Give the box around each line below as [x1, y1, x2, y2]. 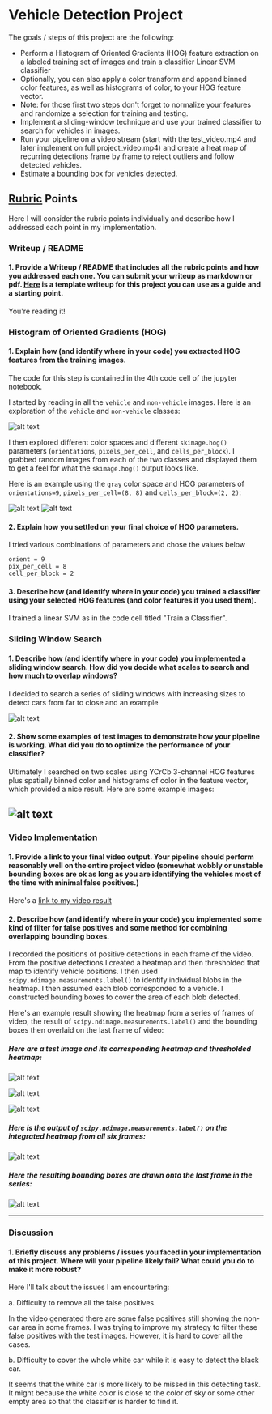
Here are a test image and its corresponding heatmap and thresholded [8, 1044, 252, 1054]
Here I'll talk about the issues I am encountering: [8, 1282, 170, 1293]
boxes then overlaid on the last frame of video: [8, 1025, 164, 1035]
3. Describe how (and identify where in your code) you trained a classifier [8, 586, 261, 596]
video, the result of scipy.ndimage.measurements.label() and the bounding [8, 1016, 257, 1026]
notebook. [8, 382, 43, 391]
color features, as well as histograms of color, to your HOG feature [19, 83, 241, 92]
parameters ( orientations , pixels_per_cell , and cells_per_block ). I [8, 446, 235, 455]
